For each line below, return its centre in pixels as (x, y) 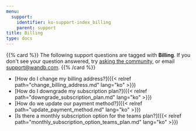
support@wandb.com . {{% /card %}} (51, 67)
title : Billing (25, 33)
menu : (13, 11)
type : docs (19, 38)
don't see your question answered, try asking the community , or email (90, 61)
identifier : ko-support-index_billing (64, 22)
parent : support (37, 28)
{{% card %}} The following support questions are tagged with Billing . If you (98, 55)
